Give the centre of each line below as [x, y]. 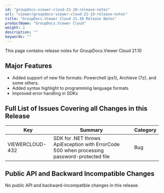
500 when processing [79, 150]
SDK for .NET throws [77, 138]
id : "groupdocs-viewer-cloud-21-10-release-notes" [58, 10]
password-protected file [82, 156]
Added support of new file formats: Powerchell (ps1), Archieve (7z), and [84, 77]
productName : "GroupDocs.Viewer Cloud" [46, 23]
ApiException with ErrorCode [87, 144]
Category [145, 130]
